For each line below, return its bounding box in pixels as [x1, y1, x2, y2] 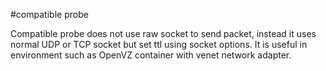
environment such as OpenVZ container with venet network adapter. [10, 49, 292, 61]
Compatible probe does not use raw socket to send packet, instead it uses [10, 28, 317, 39]
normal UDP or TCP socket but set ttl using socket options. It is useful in [10, 39, 308, 50]
